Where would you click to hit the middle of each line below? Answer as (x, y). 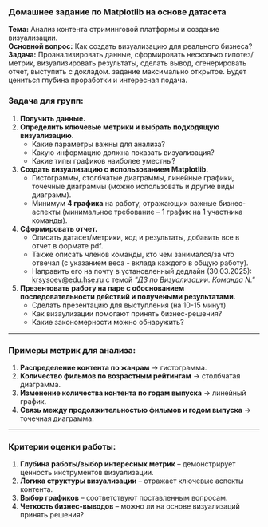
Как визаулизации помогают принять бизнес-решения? (127, 313)
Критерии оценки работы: (62, 446)
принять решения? (52, 515)
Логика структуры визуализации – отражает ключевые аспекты (132, 481)
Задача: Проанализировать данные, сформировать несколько (116, 55)
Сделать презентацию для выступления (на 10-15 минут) (129, 305)
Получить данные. (53, 118)
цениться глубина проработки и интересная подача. (98, 80)
